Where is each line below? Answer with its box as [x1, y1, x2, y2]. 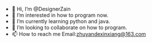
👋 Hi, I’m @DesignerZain [11, 6, 71, 12]
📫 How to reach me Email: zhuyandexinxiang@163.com [11, 31, 146, 37]
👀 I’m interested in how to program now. [11, 12, 109, 19]
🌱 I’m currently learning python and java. [11, 18, 111, 24]
